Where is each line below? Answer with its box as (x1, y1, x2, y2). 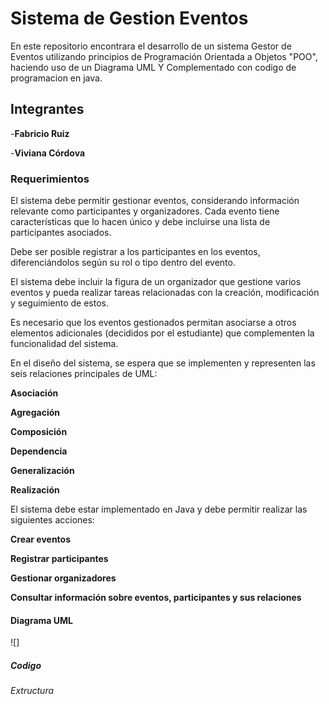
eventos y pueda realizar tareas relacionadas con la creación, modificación (10, 287, 320, 299)
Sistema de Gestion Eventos (10, 7, 249, 30)
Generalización (10, 465, 75, 477)
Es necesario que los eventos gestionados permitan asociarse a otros (10, 317, 297, 329)
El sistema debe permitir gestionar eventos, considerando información (10, 195, 300, 207)
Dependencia (10, 445, 68, 457)
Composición (10, 426, 68, 438)
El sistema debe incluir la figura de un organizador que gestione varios (10, 276, 302, 288)
